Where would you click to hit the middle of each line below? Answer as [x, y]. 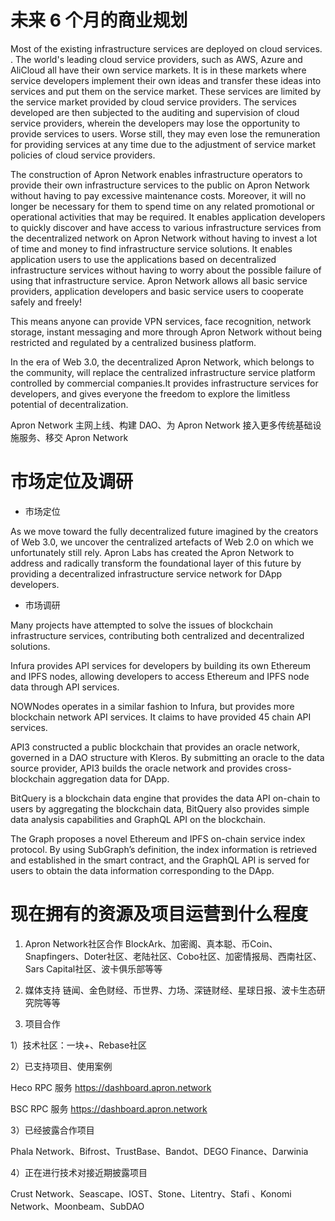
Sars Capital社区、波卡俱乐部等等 [93, 968]
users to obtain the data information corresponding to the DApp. [142, 870]
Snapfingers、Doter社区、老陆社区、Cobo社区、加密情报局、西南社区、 [173, 956]
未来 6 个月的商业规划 [99, 20]
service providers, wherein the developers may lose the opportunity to [155, 123]
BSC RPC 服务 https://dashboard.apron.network [109, 1108]
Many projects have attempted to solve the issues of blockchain [141, 625]
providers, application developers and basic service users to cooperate [157, 291]
